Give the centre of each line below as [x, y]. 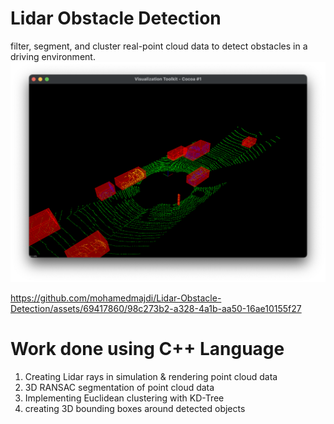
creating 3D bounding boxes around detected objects [135, 408]
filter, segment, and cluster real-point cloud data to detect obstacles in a [159, 46]
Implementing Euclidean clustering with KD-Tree [124, 398]
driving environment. [53, 56]
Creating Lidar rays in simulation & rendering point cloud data [151, 376]
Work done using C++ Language [147, 349]
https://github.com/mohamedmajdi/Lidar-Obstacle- [116, 298]
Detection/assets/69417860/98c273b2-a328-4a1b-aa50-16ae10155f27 [156, 308]
